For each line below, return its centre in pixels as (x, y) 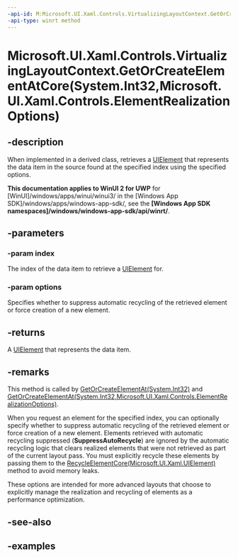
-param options (35, 287)
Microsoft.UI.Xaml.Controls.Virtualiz (118, 56)
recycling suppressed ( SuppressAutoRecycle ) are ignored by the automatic (118, 440)
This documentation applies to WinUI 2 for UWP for (84, 188)
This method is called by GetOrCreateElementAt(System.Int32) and (105, 389)
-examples (32, 546)
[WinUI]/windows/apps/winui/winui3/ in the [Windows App (93, 195)
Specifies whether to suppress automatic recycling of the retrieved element (118, 303)
